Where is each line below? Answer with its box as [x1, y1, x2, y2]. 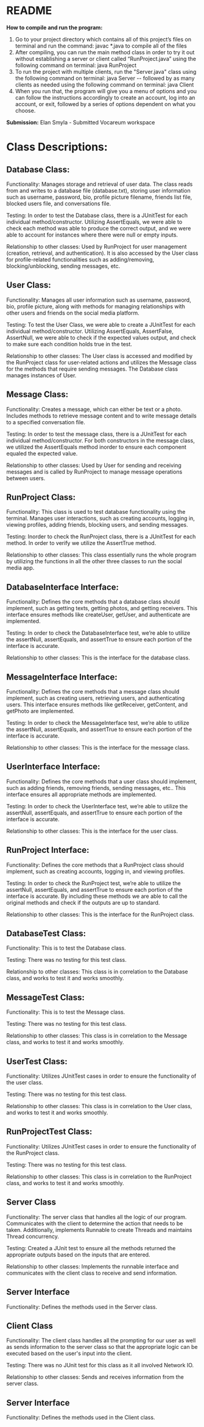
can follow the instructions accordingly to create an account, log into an [15, 94, 195, 101]
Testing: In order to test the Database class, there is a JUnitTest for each [6, 212, 188, 219]
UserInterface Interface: [6, 761, 100, 772]
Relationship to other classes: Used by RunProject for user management [6, 243, 187, 250]
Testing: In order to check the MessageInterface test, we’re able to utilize [6, 719, 190, 726]
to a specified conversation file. [6, 418, 85, 425]
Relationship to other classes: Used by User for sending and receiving [6, 461, 181, 469]
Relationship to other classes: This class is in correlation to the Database [6, 968, 188, 975]
